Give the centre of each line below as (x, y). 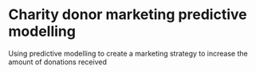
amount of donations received (58, 62)
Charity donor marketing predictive (128, 15)
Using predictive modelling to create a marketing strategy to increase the (128, 53)
